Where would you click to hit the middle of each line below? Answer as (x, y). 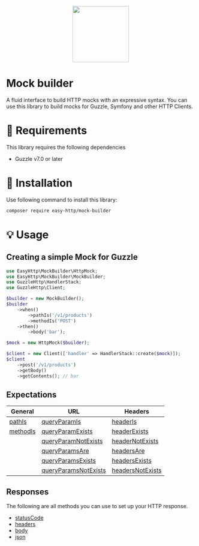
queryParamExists (67, 431)
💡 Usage (28, 235)
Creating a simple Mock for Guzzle (72, 257)
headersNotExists (137, 470)
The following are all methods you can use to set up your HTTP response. (97, 506)
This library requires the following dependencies (66, 147)
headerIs (124, 422)
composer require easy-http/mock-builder (59, 211)
